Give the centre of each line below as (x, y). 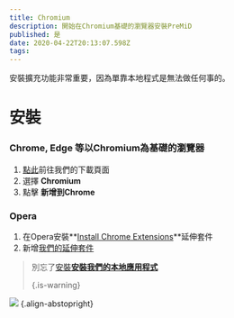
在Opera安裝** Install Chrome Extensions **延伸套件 (117, 236)
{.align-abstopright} (57, 304)
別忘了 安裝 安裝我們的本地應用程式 (94, 267)
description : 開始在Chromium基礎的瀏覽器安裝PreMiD (101, 26)
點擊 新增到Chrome (58, 192)
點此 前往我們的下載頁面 (66, 169)
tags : (19, 51)
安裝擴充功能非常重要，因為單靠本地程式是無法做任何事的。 (120, 78)
